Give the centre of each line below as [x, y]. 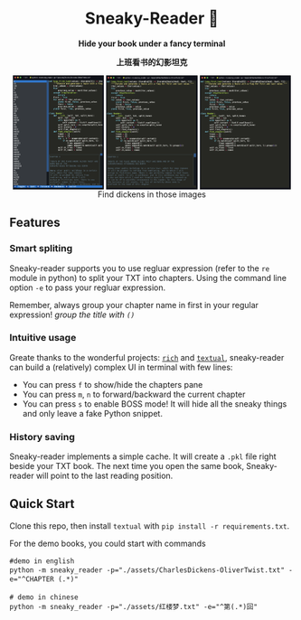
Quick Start [42, 504]
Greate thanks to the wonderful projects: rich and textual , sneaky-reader [147, 357]
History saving [42, 437]
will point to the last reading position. [104, 476]
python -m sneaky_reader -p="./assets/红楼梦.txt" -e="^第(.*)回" [133, 606]
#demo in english [42, 561]
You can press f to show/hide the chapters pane [113, 384]
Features [35, 223]
